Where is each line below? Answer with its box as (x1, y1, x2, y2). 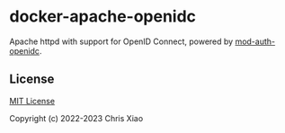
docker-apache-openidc (9, 6, 196, 27)
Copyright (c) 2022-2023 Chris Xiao (9, 112, 144, 123)
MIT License (9, 95, 56, 106)
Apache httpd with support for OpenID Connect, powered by (9, 36, 234, 47)
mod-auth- (235, 36, 276, 47)
